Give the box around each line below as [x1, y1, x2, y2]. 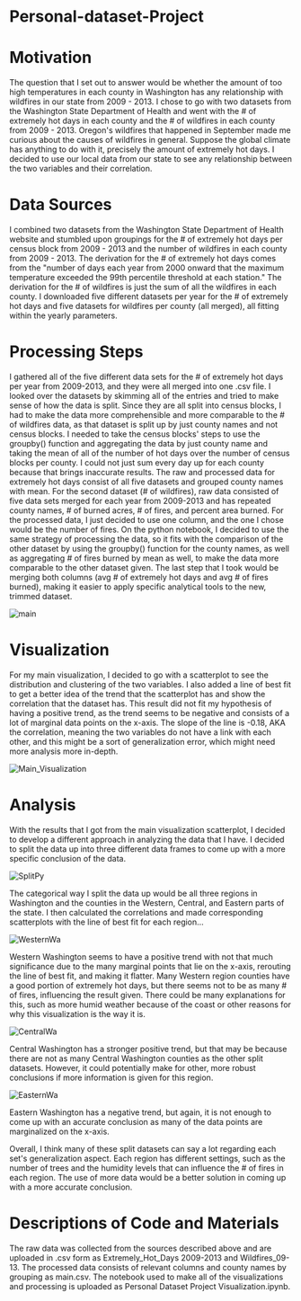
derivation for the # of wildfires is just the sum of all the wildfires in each [9, 281, 277, 293]
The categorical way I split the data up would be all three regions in [9, 888, 258, 898]
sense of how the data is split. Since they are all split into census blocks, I [9, 400, 281, 411]
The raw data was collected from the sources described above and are [9, 1243, 272, 1253]
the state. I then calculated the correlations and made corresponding [9, 907, 263, 917]
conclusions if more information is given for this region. [9, 1072, 214, 1083]
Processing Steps [9, 341, 144, 362]
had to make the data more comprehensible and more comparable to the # [9, 410, 286, 420]
